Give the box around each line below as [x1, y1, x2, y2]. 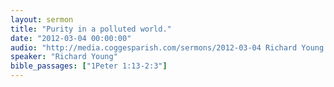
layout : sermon [10, 14, 74, 25]
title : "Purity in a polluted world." [10, 24, 172, 34]
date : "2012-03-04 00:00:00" [10, 33, 132, 43]
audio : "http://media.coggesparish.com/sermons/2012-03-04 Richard [10, 42, 298, 53]
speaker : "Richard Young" [10, 52, 118, 62]
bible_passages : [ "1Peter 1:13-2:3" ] [10, 61, 168, 71]
